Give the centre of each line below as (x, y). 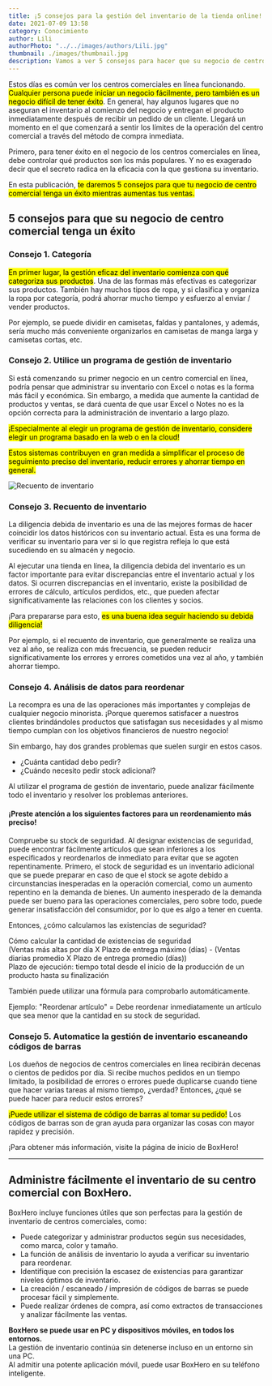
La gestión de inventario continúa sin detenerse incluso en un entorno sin (131, 1347)
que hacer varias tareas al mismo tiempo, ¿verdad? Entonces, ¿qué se (125, 1090)
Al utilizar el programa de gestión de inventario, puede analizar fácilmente (132, 787)
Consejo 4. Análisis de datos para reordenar (96, 688)
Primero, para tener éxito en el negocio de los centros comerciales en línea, (134, 152)
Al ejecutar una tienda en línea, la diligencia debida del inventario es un (127, 566)
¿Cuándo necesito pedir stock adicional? (88, 770)
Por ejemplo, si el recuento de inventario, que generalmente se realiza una (132, 641)
